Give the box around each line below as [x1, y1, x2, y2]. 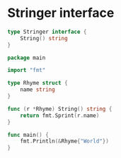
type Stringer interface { [7, 28, 87, 35]
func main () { [7, 131, 50, 138]
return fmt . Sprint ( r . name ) [20, 111, 100, 119]
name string [20, 86, 55, 93]
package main [7, 54, 46, 61]
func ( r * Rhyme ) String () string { [7, 105, 113, 112]
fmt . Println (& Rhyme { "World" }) [20, 138, 110, 145]
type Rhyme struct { [7, 80, 69, 87]
